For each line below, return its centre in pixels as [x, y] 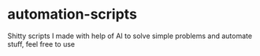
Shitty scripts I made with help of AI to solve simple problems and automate [130, 36]
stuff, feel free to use [41, 44]
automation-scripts [72, 14]
